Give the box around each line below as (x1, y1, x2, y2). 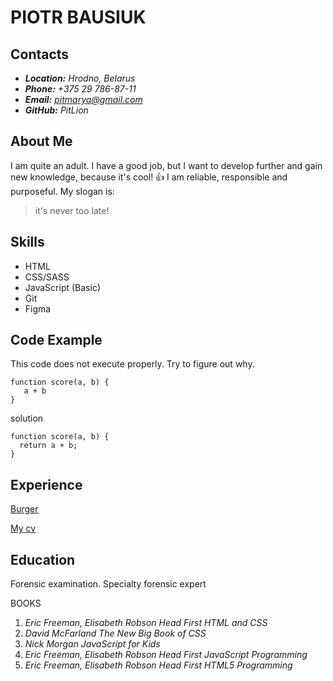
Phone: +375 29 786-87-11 (24, 83, 137, 95)
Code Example (10, 332, 103, 349)
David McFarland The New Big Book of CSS (24, 627, 207, 640)
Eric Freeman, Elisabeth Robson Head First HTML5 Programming (24, 659, 293, 671)
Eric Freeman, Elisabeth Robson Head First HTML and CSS (24, 617, 268, 629)
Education (10, 551, 76, 568)
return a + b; (19, 441, 78, 451)
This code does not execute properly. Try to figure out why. (10, 358, 255, 370)
